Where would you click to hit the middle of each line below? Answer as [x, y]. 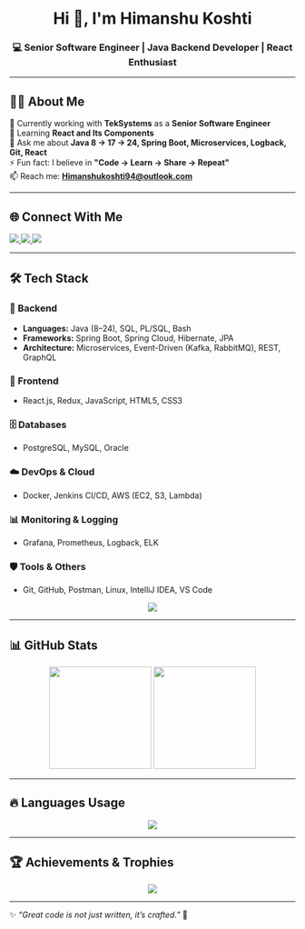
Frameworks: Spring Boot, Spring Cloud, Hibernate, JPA [128, 338]
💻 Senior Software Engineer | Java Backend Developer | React [152, 47]
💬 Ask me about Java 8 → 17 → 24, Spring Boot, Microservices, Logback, [148, 143]
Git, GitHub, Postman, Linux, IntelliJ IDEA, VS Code [118, 590]
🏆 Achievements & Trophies [92, 863]
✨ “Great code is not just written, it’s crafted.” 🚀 [98, 914]
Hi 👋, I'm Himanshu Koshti [152, 19]
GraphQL [39, 357]
